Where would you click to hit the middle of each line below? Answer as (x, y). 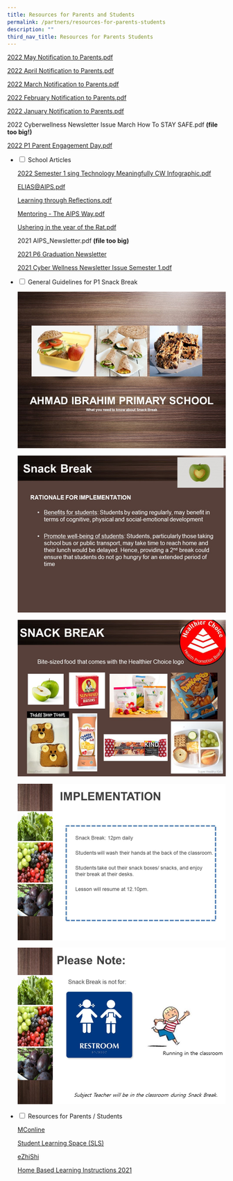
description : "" (31, 29)
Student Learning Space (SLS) (60, 1143)
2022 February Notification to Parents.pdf (67, 98)
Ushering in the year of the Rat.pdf (67, 227)
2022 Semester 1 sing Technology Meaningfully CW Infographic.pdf (114, 173)
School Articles (49, 160)
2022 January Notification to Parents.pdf (66, 111)
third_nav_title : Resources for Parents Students (80, 37)
